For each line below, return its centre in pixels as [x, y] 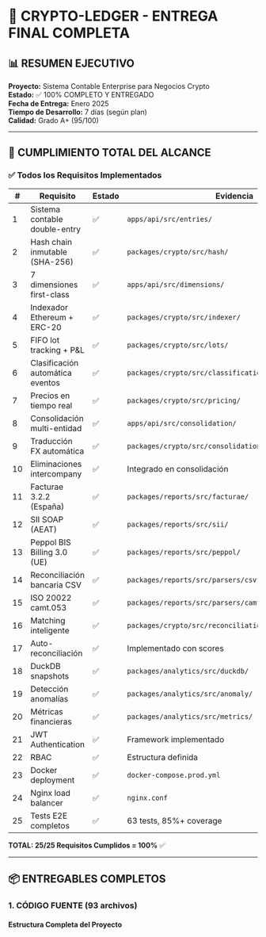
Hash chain [51, 242]
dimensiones [54, 285]
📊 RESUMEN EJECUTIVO [71, 63]
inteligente [50, 630]
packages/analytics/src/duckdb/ [188, 671]
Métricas [47, 711]
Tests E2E [49, 816]
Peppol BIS [51, 542]
